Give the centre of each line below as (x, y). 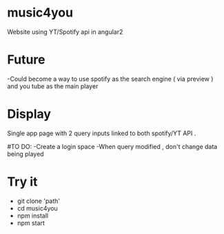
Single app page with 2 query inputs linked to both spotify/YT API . (102, 133)
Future (27, 60)
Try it (22, 182)
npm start (31, 223)
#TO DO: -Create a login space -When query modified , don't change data (112, 146)
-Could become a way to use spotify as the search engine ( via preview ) (110, 79)
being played (26, 154)
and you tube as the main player (53, 86)
